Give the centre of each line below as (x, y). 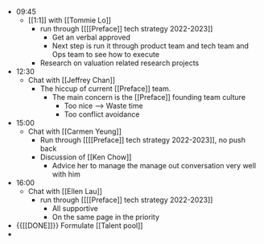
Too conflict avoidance (102, 114)
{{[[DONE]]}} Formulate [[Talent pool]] (79, 225)
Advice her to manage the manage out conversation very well (154, 165)
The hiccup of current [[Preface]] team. (105, 89)
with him (66, 174)
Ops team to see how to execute (105, 54)
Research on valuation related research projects (120, 63)
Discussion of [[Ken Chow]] (86, 157)
